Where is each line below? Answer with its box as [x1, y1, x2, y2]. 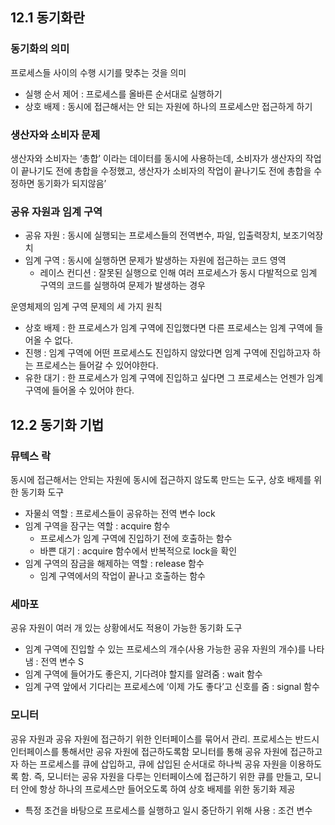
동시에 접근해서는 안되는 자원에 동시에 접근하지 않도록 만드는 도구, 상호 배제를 [10, 473, 312, 485]
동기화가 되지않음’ [36, 177, 107, 189]
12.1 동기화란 [10, 9, 85, 27]
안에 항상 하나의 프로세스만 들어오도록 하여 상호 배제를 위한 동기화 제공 [20, 783, 296, 795]
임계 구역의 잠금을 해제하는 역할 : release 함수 [24, 557, 205, 569]
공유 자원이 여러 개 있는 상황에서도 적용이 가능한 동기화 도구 [10, 622, 243, 634]
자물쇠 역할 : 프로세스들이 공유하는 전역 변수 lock [24, 507, 216, 519]
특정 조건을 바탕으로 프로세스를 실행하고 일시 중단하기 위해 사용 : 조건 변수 [24, 804, 313, 816]
